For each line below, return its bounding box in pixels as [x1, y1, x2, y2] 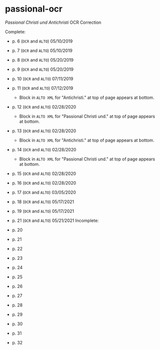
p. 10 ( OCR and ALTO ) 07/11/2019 [12, 76, 73, 81]
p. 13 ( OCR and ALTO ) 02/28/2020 [12, 127, 76, 134]
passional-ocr [5, 3, 63, 15]
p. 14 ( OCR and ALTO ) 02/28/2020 [12, 146, 76, 152]
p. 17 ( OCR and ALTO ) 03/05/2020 [12, 189, 76, 195]
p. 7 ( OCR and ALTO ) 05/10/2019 [12, 48, 73, 53]
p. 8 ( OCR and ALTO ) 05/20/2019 [12, 57, 74, 63]
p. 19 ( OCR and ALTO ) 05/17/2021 [12, 208, 74, 214]
